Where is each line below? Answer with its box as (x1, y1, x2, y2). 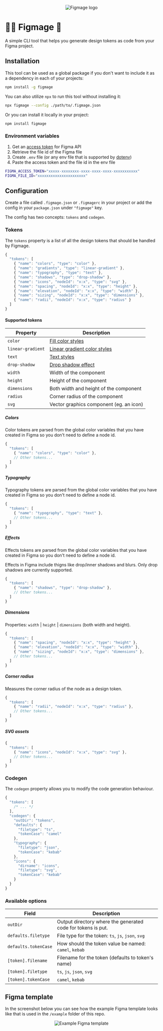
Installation (5, 57, 40, 65)
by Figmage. (5, 243, 30, 249)
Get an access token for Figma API (12, 144, 81, 150)
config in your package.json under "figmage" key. (5, 205, 103, 211)
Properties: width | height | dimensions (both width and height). (5, 622, 131, 627)
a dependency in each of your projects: (5, 75, 84, 81)
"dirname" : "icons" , (17, 863, 60, 868)
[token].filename (7, 958, 48, 964)
